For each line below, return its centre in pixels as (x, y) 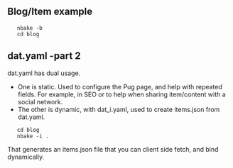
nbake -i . (33, 136)
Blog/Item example (50, 12)
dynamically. (26, 157)
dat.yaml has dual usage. (44, 73)
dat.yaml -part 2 (44, 56)
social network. (40, 101)
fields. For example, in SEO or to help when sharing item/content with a (121, 94)
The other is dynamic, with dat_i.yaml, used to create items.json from (119, 109)
